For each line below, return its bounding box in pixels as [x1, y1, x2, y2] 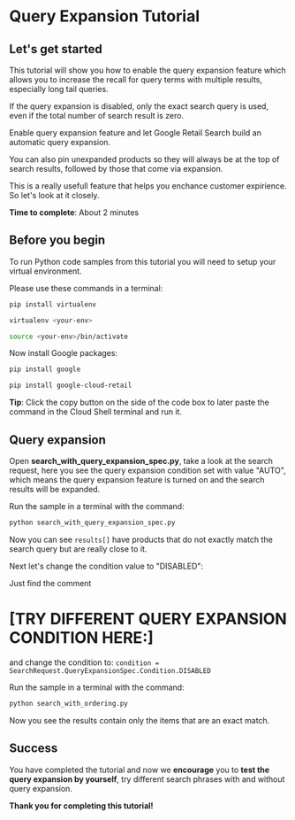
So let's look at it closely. [9, 190, 100, 200]
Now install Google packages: [9, 348, 117, 359]
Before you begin [9, 233, 106, 248]
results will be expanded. [9, 484, 101, 494]
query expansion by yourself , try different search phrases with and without [9, 773, 285, 785]
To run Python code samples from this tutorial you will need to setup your [9, 256, 276, 267]
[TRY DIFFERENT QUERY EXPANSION [9, 609, 287, 630]
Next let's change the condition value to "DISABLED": [9, 561, 204, 571]
